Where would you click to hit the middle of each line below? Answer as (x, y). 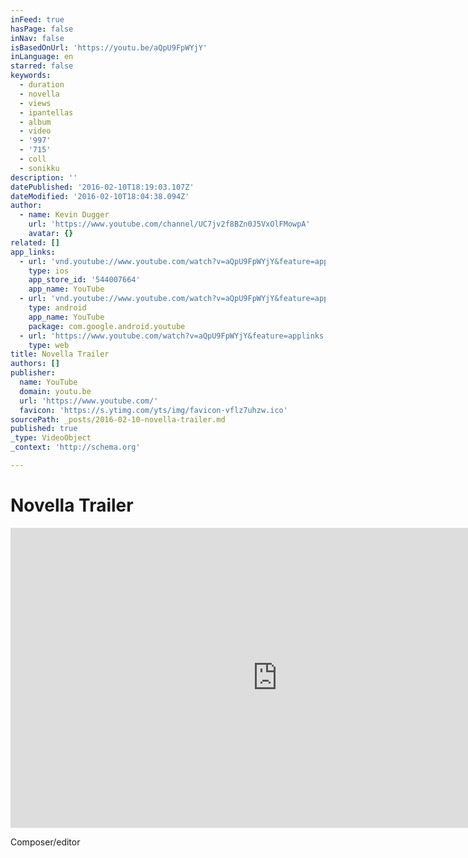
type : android (57, 308)
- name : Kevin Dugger (64, 215)
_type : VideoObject (51, 438)
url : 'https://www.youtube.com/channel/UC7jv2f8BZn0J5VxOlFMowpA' (169, 224)
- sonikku (39, 168)
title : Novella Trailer (60, 354)
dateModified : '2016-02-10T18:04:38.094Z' (100, 196)
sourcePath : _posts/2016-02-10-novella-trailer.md (118, 419)
